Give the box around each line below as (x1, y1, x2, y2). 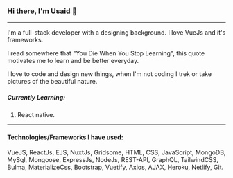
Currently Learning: (7, 93, 66, 101)
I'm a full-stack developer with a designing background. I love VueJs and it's (7, 28, 226, 37)
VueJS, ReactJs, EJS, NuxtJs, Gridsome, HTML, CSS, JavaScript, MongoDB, (7, 148, 226, 157)
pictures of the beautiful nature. (7, 78, 98, 86)
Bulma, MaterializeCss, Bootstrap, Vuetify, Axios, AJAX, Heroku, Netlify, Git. (7, 163, 224, 172)
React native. (17, 111, 55, 119)
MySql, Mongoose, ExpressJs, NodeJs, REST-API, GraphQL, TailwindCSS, (7, 156, 218, 164)
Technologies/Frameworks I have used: (7, 133, 123, 141)
